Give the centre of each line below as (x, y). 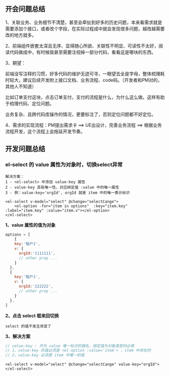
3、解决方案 (18, 336)
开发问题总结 (25, 149)
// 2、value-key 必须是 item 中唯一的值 (45, 355)
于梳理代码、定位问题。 (30, 104)
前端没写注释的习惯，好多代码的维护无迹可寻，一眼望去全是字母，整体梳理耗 (85, 74)
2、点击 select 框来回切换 (32, 316)
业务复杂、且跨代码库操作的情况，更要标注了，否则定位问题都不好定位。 (80, 114)
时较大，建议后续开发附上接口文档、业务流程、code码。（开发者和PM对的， (84, 80)
